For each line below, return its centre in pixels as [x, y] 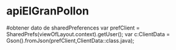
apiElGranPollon [48, 11]
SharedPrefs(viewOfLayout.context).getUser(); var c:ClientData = [88, 34]
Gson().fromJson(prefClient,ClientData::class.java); [70, 40]
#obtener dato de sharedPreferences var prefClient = [73, 28]
